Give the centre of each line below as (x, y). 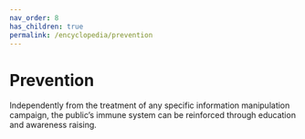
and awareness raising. (53, 125)
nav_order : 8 (34, 18)
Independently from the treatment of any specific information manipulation (150, 105)
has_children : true (47, 27)
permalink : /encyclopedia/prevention (81, 35)
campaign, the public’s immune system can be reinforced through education (153, 115)
